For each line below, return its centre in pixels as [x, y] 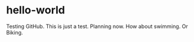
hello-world [36, 10]
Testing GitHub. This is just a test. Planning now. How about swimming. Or [97, 26]
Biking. [15, 32]
